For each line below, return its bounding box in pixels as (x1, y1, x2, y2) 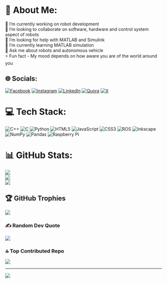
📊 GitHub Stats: (5, 149, 73, 161)
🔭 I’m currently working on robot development (5, 21, 99, 27)
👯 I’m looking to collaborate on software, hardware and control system (5, 26, 149, 32)
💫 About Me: (5, 4, 58, 16)
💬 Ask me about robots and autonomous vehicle (5, 47, 103, 53)
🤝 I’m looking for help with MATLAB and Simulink (5, 37, 105, 43)
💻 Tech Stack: (5, 106, 67, 117)
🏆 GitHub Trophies (5, 194, 66, 203)
